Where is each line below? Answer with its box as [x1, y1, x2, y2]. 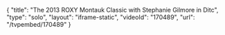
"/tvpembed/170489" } [6, 21, 71, 28]
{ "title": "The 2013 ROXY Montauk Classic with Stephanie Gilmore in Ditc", [6, 6, 219, 14]
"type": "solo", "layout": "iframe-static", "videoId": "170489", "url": [6, 13, 195, 21]
